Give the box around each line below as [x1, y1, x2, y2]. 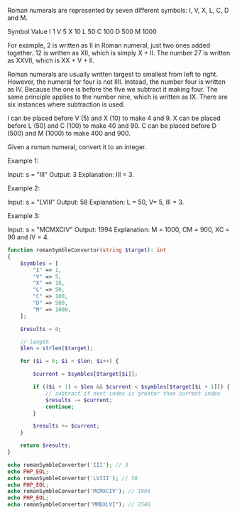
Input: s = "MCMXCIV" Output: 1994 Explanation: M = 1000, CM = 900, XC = [7, 225, 230, 234]
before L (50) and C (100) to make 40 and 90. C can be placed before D [7, 121, 217, 130]
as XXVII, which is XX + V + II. [7, 56, 95, 65]
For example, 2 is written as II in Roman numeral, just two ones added [7, 41, 211, 49]
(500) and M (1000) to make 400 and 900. [7, 129, 131, 137]
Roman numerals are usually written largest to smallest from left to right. [7, 70, 219, 78]
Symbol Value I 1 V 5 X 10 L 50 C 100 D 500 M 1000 [7, 28, 158, 36]
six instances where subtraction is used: [7, 100, 126, 109]
